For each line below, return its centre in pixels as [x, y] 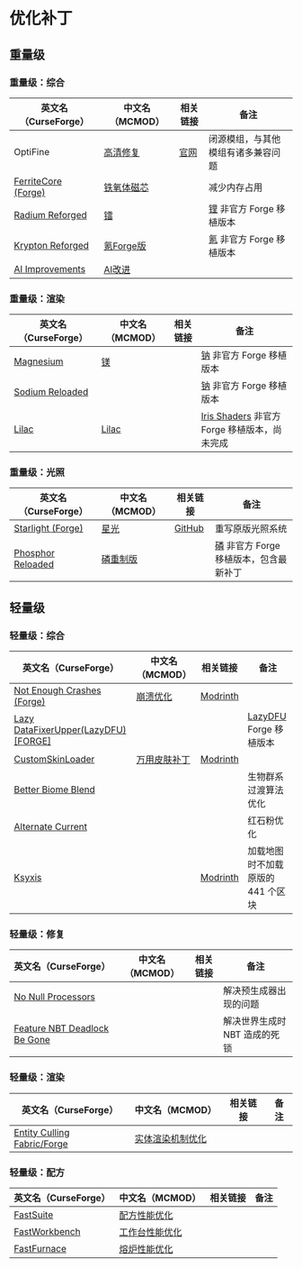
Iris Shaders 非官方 [241, 416]
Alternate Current [51, 827]
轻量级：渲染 [37, 1078]
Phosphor [35, 553]
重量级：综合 [37, 82]
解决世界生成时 [255, 1021]
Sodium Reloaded [51, 392]
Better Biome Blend [55, 789]
